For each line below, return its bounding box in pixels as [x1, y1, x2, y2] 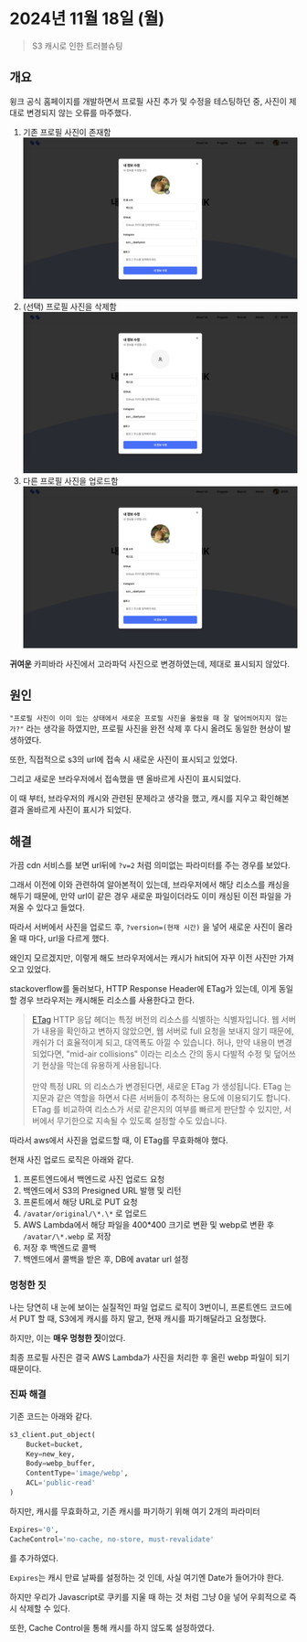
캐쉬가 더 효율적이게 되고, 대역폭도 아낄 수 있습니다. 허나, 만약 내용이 [31, 1037, 276, 1048]
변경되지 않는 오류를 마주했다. [26, 107, 132, 118]
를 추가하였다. [9, 1552, 59, 1563]
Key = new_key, [26, 1449, 76, 1459]
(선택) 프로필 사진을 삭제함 [22, 301, 117, 312]
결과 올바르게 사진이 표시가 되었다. [9, 804, 132, 815]
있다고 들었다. [36, 902, 85, 913]
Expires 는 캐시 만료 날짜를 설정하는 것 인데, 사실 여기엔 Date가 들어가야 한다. [9, 1572, 284, 1583]
